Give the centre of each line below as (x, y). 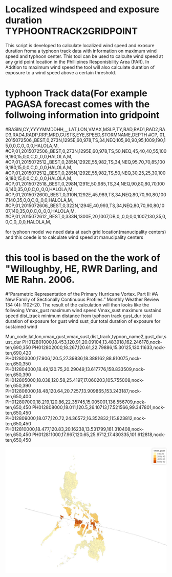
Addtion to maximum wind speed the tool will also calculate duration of (80, 67)
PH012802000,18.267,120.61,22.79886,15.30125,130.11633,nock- (99, 347)
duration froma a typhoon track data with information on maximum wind (81, 51)
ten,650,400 (18, 396)
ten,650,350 (18, 364)
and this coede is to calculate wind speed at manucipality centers (74, 237)
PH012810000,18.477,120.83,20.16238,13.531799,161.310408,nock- (75, 429)
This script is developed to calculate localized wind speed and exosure (80, 45)
